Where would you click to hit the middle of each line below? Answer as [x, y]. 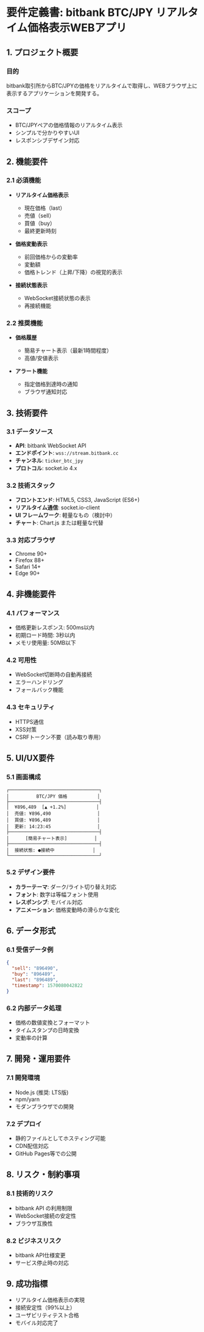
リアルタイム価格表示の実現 [50, 1300]
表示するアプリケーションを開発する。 [54, 93]
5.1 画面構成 [24, 777]
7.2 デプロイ [24, 1124]
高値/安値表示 [41, 358]
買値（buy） [40, 223]
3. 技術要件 [27, 413]
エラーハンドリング [39, 682]
